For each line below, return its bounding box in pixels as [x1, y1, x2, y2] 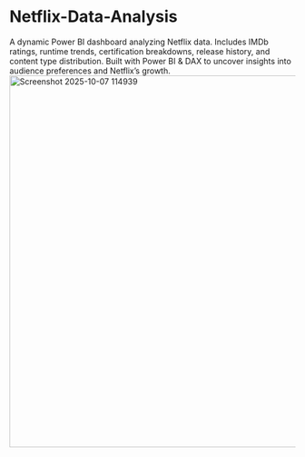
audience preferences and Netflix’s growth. [9, 65, 171, 76]
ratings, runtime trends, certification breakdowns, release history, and [9, 45, 271, 56]
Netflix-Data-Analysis [9, 6, 178, 27]
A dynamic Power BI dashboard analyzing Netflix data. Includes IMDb [9, 36, 270, 47]
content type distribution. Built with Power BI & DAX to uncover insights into [9, 55, 292, 66]
